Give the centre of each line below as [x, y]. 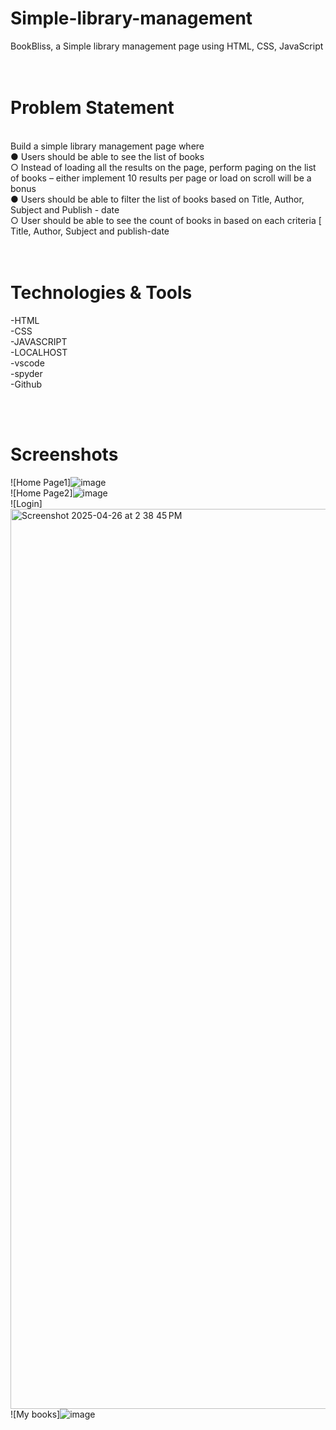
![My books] [35, 1414]
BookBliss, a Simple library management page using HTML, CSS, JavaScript [167, 46]
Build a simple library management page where [107, 146]
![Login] [26, 503]
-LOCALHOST [39, 352]
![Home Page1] [41, 482]
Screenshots [64, 454]
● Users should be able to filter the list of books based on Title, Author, [157, 199]
